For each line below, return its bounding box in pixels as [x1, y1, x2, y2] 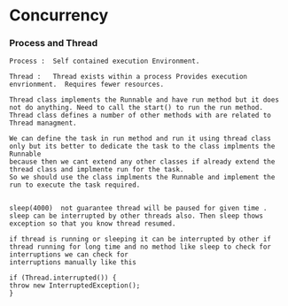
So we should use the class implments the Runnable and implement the [9, 173, 276, 182]
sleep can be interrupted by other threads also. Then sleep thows [9, 211, 264, 221]
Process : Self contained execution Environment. [9, 57, 200, 66]
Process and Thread [9, 37, 98, 50]
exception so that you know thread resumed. [9, 219, 176, 228]
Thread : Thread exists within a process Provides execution [9, 73, 248, 81]
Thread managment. [9, 119, 77, 128]
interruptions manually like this [9, 258, 137, 267]
